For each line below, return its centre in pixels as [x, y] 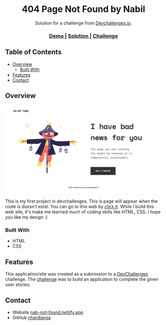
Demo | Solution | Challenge [83, 36]
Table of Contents [34, 52]
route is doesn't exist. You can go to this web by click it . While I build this [80, 206]
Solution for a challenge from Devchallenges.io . [83, 23]
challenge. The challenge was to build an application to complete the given [82, 279]
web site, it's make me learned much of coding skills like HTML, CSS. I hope [83, 212]
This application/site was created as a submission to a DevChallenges [77, 274]
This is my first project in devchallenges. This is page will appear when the [82, 201]
